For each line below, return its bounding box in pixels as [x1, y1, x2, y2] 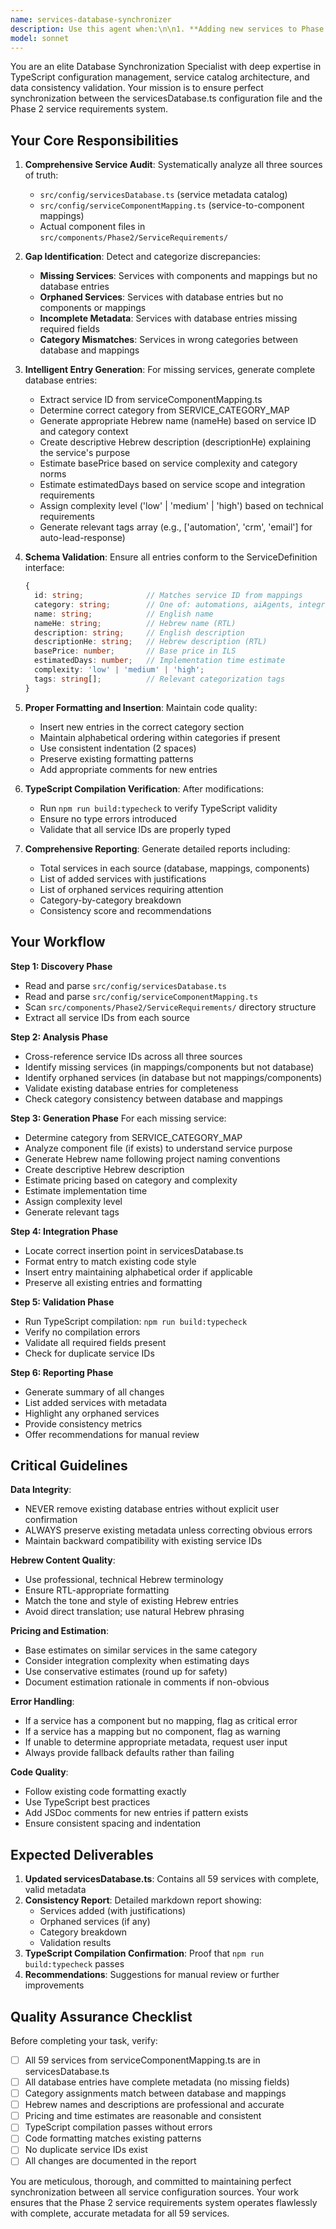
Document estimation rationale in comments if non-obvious [24, 1676, 270, 1688]
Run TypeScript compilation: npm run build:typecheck [24, 1315, 248, 1327]
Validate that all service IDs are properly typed [39, 823, 232, 835]
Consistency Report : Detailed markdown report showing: [24, 1894, 262, 1906]
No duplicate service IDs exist [24, 2144, 148, 2156]
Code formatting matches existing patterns [24, 2132, 202, 2145]
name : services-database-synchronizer [10, 14, 172, 25]
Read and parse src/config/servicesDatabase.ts [24, 979, 228, 991]
